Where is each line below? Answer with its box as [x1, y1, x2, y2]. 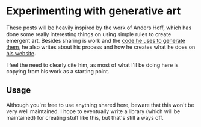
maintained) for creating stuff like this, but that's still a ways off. [6, 114, 164, 121]
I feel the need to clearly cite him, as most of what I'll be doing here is [6, 61, 179, 69]
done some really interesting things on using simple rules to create [6, 30, 172, 37]
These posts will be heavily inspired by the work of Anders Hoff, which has [6, 24, 192, 31]
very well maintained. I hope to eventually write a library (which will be [6, 107, 181, 115]
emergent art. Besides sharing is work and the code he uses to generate [6, 37, 185, 44]
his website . [6, 49, 36, 57]
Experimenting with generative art [6, 4, 181, 18]
